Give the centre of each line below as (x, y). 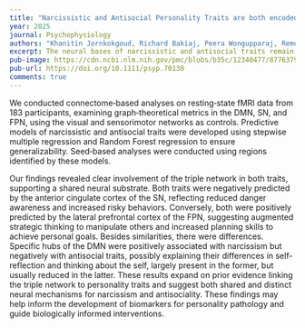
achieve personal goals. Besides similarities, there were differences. (137, 236)
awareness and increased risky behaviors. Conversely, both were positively (151, 207)
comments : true (38, 77)
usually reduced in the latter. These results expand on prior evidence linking (151, 274)
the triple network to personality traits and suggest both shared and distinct (151, 284)
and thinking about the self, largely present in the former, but (160, 265)
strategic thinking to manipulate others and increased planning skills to (142, 226)
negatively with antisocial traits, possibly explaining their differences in (142, 255)
